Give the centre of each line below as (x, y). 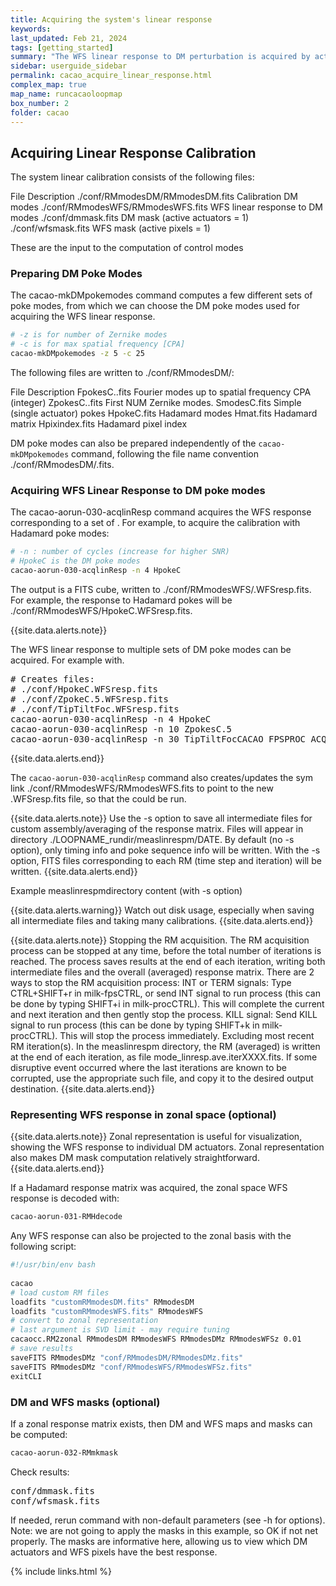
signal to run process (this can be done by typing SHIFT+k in (135, 1025)
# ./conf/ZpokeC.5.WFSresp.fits (89, 699)
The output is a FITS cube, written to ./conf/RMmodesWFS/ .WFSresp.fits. (161, 590)
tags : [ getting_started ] (62, 47)
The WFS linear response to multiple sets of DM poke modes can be (151, 650)
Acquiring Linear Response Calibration (133, 152)
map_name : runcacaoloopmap (66, 94)
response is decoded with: (65, 1198)
